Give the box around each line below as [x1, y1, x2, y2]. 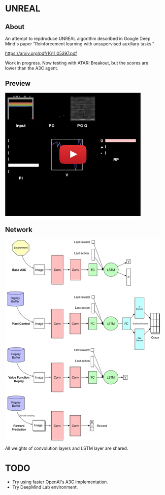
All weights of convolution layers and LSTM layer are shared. [5, 445, 128, 451]
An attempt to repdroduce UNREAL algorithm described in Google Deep [5, 35, 151, 41]
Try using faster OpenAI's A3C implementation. [12, 479, 108, 485]
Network [5, 226, 33, 234]
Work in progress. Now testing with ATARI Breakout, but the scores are [5, 60, 149, 66]
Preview [5, 79, 31, 88]
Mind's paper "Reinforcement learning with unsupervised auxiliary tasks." [5, 41, 155, 47]
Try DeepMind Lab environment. [12, 484, 78, 490]
